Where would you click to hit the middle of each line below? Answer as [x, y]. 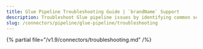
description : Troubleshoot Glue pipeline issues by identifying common [98, 17]
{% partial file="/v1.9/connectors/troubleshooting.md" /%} [79, 40]
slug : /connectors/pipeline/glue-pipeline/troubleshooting [82, 23]
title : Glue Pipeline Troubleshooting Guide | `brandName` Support [93, 12]
